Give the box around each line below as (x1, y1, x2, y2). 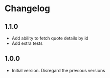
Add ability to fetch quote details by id (11, 35, 88, 41)
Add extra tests (11, 40, 43, 46)
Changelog (4, 3, 50, 14)
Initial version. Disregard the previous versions (11, 67, 106, 73)
